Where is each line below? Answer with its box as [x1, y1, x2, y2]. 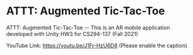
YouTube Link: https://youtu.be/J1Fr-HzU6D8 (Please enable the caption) [6, 42, 188, 49]
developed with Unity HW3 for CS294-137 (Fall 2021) [6, 30, 139, 37]
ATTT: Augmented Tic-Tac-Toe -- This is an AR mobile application [6, 24, 170, 31]
